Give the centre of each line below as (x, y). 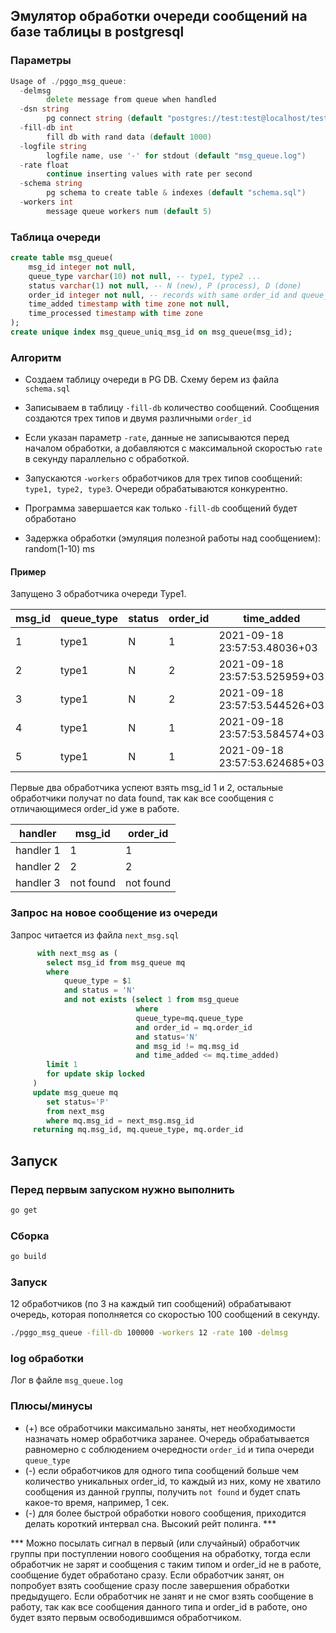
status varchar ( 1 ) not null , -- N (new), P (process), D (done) (165, 285)
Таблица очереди (55, 237)
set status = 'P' (78, 1102)
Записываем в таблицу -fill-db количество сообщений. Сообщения (172, 408)
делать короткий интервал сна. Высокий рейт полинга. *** (150, 1523)
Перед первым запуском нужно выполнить (122, 1189)
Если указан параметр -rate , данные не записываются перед (157, 438)
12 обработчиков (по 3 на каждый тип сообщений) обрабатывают (151, 1304)
